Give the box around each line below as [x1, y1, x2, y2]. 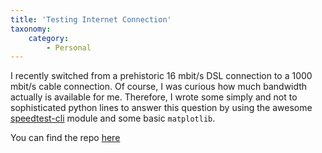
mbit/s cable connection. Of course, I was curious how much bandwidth [10, 81, 308, 93]
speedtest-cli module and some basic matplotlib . [10, 112, 216, 125]
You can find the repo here [10, 132, 121, 144]
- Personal [46, 42, 92, 53]
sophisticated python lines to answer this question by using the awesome [10, 102, 313, 114]
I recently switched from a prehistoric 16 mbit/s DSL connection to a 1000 [10, 70, 313, 82]
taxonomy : [10, 24, 52, 34]
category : [28, 33, 70, 43]
